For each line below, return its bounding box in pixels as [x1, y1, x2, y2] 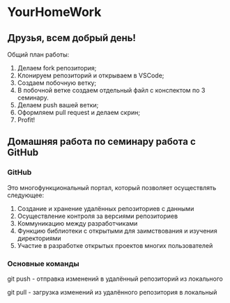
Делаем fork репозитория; [17, 64, 97, 72]
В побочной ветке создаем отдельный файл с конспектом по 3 [17, 86, 206, 94]
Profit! [17, 116, 36, 124]
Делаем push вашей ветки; [17, 101, 99, 109]
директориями [17, 234, 61, 242]
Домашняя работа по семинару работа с [7, 136, 197, 148]
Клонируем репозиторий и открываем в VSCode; [17, 71, 164, 79]
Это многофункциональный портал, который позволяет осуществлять [7, 183, 217, 192]
